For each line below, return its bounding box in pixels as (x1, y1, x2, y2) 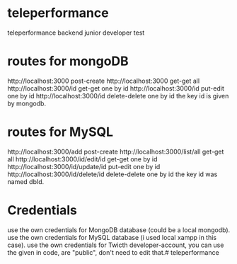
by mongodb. (7, 99, 47, 108)
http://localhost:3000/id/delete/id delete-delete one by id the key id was (7, 170, 218, 178)
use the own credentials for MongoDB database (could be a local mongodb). (7, 225, 231, 234)
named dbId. (7, 177, 45, 185)
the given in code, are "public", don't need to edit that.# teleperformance (7, 248, 219, 256)
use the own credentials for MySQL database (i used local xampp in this (7, 233, 217, 241)
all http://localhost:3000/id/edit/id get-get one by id (7, 154, 158, 163)
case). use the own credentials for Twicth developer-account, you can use (7, 241, 224, 249)
